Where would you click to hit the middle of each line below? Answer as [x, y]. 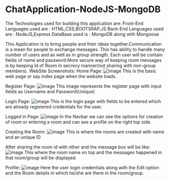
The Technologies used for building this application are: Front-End [74, 23]
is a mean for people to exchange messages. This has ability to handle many [85, 49]
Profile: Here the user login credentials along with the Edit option [82, 167]
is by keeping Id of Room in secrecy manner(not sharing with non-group [81, 65]
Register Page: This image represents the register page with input [83, 86]
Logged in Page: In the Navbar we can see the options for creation [84, 116]
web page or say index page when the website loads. [61, 76]
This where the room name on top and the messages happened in [93, 152]
